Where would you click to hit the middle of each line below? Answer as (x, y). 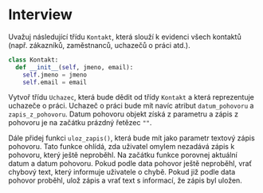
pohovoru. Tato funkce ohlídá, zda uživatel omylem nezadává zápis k (122, 147)
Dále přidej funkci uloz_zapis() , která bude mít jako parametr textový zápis (131, 138)
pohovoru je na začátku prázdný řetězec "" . (80, 123)
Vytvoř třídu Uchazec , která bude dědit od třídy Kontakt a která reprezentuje (131, 97)
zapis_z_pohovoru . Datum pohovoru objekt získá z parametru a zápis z (124, 114)
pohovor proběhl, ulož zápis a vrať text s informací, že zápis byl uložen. (126, 180)
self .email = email (55, 82)
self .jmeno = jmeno (55, 75)
